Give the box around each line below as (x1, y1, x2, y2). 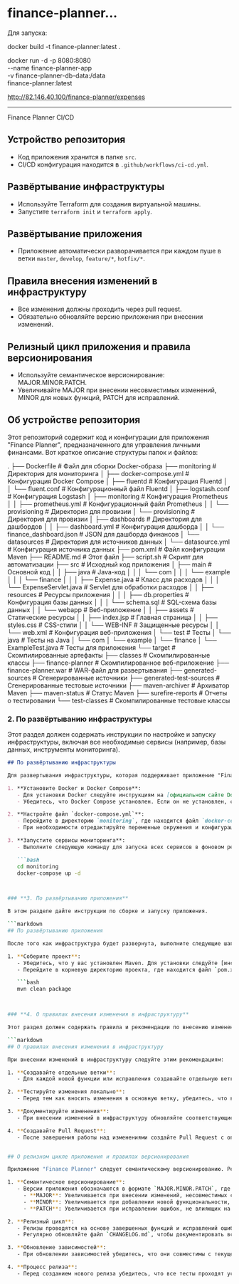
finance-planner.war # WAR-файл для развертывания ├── (7, 665, 183, 674)
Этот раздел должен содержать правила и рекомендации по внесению (7, 1023, 208, 1031)
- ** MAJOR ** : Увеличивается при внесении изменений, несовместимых (23, 1192, 228, 1199)
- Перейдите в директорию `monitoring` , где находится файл (16, 817, 199, 825)
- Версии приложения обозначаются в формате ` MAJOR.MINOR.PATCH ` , (16, 1185, 218, 1193)
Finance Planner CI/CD (7, 112, 75, 122)
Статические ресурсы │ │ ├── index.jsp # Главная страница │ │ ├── (7, 613, 218, 621)
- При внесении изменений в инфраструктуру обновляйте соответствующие (16, 1114, 234, 1122)
